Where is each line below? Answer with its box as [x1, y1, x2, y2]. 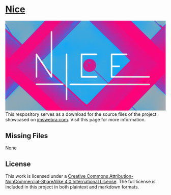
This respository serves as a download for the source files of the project [5, 111, 157, 117]
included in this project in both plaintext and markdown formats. [5, 184, 139, 190]
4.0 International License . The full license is [64, 179, 156, 185]
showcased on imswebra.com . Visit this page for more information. [5, 117, 146, 123]
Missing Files [5, 131, 48, 140]
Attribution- [109, 173, 134, 179]
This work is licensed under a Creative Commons [5, 173, 108, 179]
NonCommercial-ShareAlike [5, 179, 64, 185]
